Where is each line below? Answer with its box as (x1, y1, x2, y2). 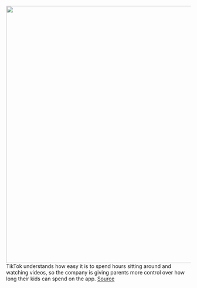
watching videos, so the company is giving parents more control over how (6, 269, 185, 276)
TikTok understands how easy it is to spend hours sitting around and (6, 263, 172, 270)
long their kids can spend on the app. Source (6, 275, 115, 282)
